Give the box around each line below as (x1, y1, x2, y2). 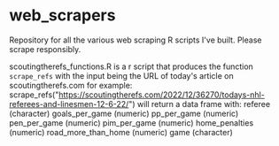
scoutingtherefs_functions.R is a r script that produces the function (9, 61, 254, 72)
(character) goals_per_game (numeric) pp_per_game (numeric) (9, 108, 239, 119)
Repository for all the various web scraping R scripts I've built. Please (9, 35, 262, 45)
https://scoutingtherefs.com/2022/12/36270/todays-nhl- (58, 89, 266, 100)
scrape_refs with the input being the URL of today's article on (9, 70, 234, 81)
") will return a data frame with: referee (128, 98, 271, 109)
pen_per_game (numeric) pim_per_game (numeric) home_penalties (9, 117, 254, 128)
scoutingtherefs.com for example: (9, 80, 133, 90)
